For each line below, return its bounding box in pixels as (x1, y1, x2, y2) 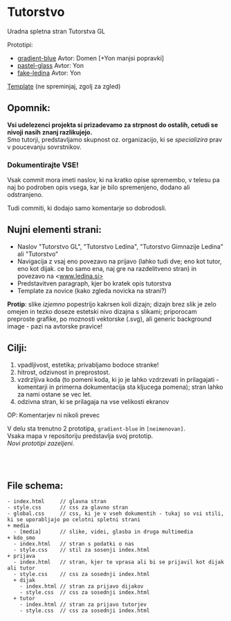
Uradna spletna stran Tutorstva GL (7, 27, 106, 35)
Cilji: (7, 342, 28, 354)
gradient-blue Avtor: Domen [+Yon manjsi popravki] (17, 53, 165, 62)
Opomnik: (7, 102, 50, 114)
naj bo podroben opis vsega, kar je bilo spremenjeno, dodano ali (7, 183, 190, 191)
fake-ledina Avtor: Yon (17, 69, 82, 77)
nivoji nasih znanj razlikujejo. (7, 128, 93, 136)
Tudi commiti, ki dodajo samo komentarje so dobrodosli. (7, 204, 167, 212)
